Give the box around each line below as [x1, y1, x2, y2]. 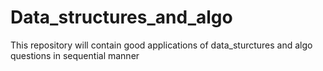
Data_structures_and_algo [10, 6, 233, 29]
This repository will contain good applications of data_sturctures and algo [10, 39, 313, 51]
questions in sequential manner [10, 49, 140, 61]
